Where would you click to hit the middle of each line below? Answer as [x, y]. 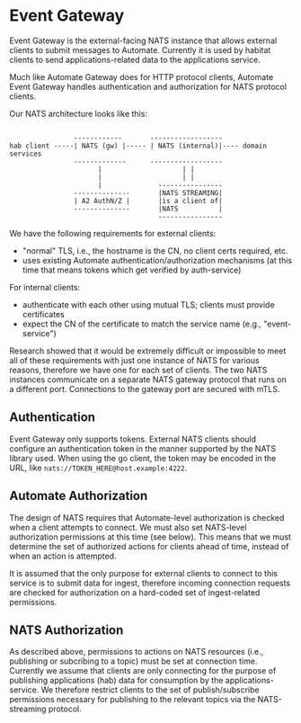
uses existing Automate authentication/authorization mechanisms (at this [157, 260]
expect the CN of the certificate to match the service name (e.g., [142, 324]
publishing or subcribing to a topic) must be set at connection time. [133, 661]
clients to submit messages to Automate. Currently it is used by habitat [140, 49]
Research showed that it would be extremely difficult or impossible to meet [148, 351]
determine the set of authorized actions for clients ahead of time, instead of [149, 546]
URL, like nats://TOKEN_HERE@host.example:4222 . [98, 468]
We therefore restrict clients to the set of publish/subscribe [150, 690]
